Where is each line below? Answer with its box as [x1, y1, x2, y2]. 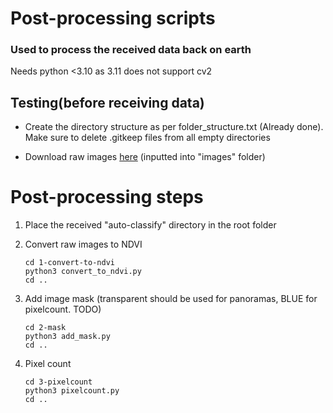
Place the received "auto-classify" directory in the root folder [24, 219, 277, 231]
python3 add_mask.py [24, 332, 111, 342]
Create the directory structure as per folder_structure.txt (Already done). [24, 121, 324, 133]
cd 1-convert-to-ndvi [24, 258, 115, 268]
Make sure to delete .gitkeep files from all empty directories [24, 132, 271, 144]
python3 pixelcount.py [24, 386, 120, 396]
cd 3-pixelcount [24, 377, 93, 387]
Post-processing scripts [10, 7, 216, 30]
